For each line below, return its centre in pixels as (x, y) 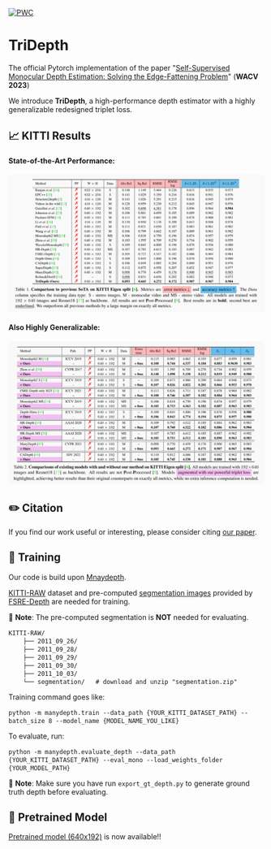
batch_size (27, 721)
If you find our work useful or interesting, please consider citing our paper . (133, 531)
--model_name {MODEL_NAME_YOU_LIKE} (118, 721)
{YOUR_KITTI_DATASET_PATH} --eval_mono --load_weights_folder (116, 760)
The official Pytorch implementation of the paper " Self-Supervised (119, 67)
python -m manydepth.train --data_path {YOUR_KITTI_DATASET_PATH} (123, 713)
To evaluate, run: (37, 736)
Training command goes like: (57, 697)
